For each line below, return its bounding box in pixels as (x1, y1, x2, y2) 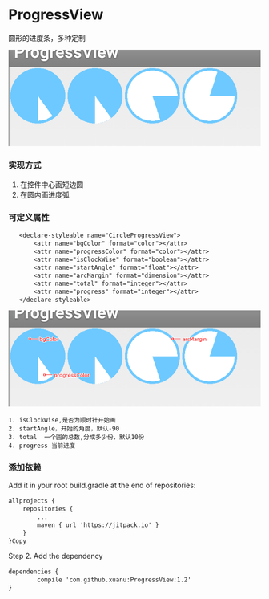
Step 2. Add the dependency (8, 551, 103, 560)
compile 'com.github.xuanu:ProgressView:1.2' (37, 576, 192, 584)
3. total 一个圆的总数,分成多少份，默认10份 (8, 433, 145, 441)
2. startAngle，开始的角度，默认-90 (8, 424, 120, 433)
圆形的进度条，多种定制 (8, 33, 86, 43)
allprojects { (8, 496, 56, 505)
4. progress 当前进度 (8, 442, 76, 450)
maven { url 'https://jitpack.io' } (37, 520, 159, 529)
